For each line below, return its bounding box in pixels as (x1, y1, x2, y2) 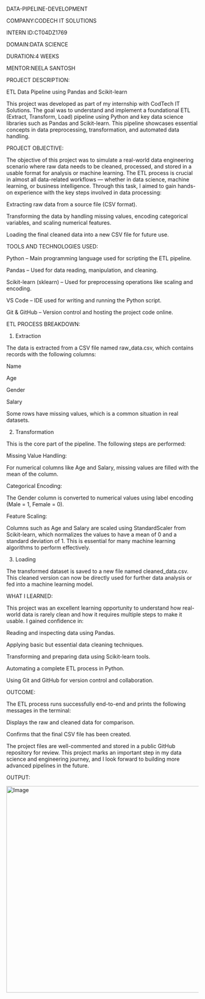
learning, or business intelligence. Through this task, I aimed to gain (6, 182, 177, 189)
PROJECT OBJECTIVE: (6, 144, 64, 152)
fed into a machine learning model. (6, 581, 94, 588)
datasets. (6, 416, 30, 424)
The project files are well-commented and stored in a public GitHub (6, 743, 176, 749)
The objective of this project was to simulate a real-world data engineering (6, 156, 194, 163)
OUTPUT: (6, 774, 31, 781)
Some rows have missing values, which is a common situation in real (6, 410, 179, 417)
